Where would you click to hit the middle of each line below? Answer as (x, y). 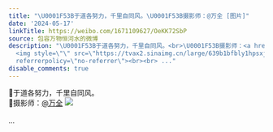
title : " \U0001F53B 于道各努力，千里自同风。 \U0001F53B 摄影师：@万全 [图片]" (129, 16)
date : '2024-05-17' (41, 23)
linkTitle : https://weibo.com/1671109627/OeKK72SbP (97, 31)
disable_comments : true (49, 69)
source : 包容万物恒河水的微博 (54, 38)
